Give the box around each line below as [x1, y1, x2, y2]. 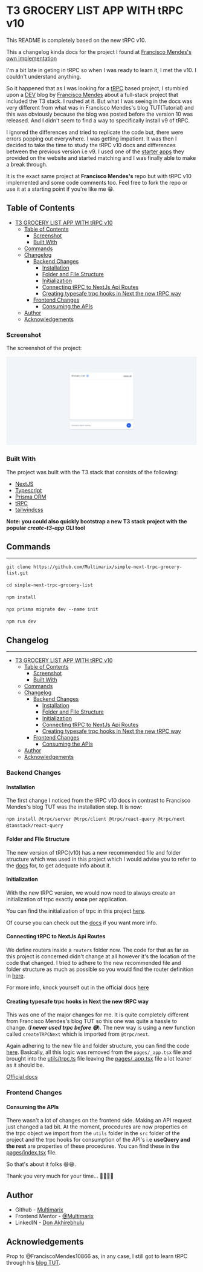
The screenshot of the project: [6, 345, 82, 352]
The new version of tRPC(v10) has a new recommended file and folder [6, 849, 181, 856]
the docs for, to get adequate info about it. [6, 861, 112, 869]
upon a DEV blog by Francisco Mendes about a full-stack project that [6, 91, 178, 98]
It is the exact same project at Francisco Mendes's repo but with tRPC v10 [6, 172, 192, 179]
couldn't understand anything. [6, 73, 82, 80]
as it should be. [6, 1061, 45, 1069]
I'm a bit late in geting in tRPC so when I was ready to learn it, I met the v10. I [6, 66, 196, 73]
